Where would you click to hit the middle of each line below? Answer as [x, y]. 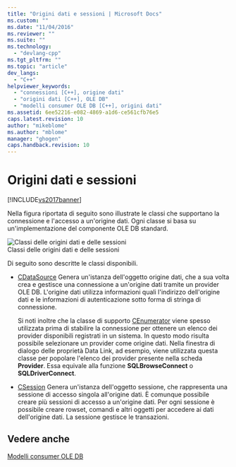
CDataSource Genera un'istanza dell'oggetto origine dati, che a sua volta [123, 277]
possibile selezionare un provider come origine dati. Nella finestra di [116, 343]
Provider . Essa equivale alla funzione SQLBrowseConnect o [105, 366]
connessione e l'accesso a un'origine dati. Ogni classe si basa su [102, 221]
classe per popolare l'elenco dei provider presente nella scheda [110, 358]
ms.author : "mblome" [38, 132]
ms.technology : [30, 47]
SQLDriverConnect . [46, 373]
